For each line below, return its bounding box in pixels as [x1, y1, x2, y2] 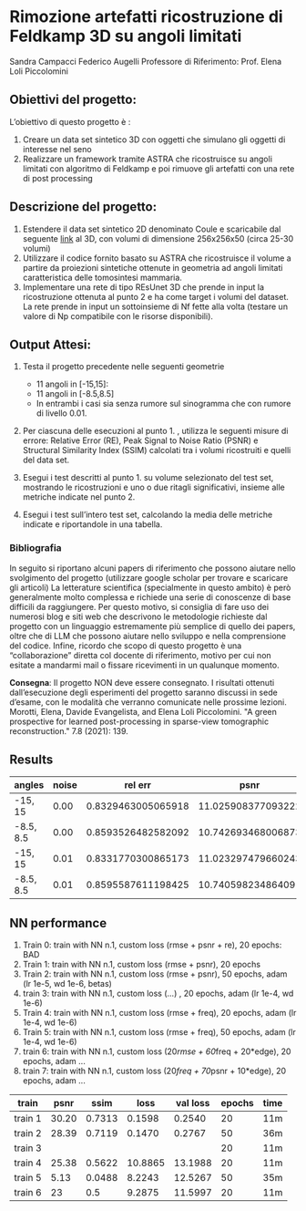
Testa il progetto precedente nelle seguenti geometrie [22, 361, 225, 372]
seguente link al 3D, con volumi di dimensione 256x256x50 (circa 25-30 [22, 233, 294, 243]
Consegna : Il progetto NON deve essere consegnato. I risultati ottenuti [9, 677, 275, 688]
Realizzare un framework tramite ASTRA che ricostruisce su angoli [22, 153, 273, 164]
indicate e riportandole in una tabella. [22, 519, 163, 530]
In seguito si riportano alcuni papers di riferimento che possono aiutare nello [9, 563, 296, 574]
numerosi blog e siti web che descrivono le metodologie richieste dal [9, 611, 268, 622]
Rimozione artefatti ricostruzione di [9, 6, 284, 27]
